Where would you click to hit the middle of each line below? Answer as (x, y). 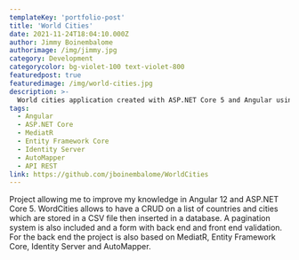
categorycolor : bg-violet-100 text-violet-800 (97, 67)
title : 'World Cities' (51, 26)
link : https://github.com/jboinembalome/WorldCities (109, 174)
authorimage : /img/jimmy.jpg (63, 51)
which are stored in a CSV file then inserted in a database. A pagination (140, 218)
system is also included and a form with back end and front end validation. (146, 228)
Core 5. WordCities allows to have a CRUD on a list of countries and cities (144, 209)
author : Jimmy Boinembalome (61, 42)
